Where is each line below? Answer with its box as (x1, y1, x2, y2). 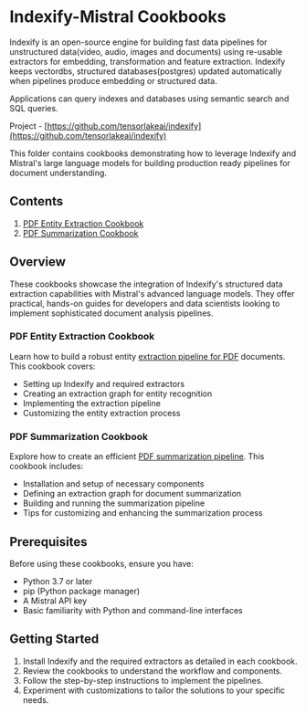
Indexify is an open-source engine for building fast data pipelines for (9, 37, 268, 47)
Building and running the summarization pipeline (22, 498, 206, 509)
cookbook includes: (9, 461, 84, 472)
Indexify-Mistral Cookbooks (9, 6, 227, 27)
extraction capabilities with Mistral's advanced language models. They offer (9, 288, 295, 299)
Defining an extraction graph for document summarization (22, 488, 242, 499)
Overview (9, 254, 67, 270)
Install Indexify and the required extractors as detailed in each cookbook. (22, 655, 298, 666)
